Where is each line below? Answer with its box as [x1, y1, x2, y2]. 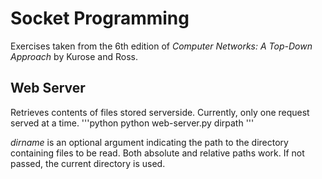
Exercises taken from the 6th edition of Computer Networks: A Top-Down [10, 40, 313, 52]
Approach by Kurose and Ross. [10, 50, 138, 62]
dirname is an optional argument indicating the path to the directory [10, 136, 289, 148]
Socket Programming [10, 7, 190, 30]
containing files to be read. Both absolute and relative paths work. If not [10, 147, 305, 159]
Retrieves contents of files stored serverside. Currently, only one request [10, 106, 310, 118]
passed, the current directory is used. [10, 157, 166, 169]
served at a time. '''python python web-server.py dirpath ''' [10, 117, 255, 129]
